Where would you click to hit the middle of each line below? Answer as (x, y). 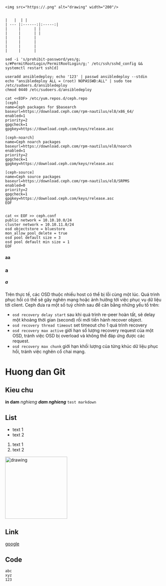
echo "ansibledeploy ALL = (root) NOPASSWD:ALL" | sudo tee (69, 81)
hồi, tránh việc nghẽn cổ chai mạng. (49, 352)
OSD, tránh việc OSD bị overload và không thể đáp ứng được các (79, 336)
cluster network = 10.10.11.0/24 (40, 225)
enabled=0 (15, 185)
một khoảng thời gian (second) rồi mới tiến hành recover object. (77, 320)
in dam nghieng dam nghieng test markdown (51, 402)
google (12, 544)
